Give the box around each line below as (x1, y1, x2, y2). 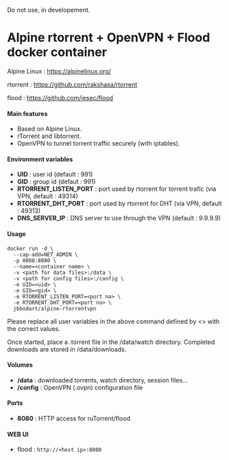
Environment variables (7, 154, 73, 163)
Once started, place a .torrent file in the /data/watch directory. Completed (7, 338, 215, 346)
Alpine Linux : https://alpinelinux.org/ (7, 67, 112, 75)
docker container (7, 45, 108, 60)
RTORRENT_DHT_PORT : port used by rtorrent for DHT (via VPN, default (16, 199, 222, 208)
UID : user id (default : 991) (16, 170, 93, 179)
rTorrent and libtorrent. (16, 132, 82, 140)
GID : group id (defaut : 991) (16, 178, 96, 186)
